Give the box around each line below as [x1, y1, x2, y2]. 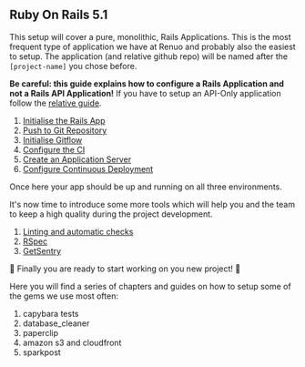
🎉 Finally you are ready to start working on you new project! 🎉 [9, 263, 241, 274]
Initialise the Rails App [22, 115, 106, 126]
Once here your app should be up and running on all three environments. [9, 181, 282, 192]
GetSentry [22, 245, 62, 256]
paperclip [22, 327, 59, 338]
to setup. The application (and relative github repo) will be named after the [9, 50, 289, 62]
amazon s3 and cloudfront [22, 337, 122, 348]
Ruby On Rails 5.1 [9, 7, 108, 23]
